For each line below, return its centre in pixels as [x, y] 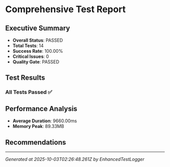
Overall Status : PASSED [38, 40]
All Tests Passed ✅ [29, 92]
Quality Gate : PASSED [36, 62]
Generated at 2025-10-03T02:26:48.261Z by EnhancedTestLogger [75, 159]
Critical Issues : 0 [31, 56]
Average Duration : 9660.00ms [45, 121]
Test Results [25, 78]
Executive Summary [38, 28]
